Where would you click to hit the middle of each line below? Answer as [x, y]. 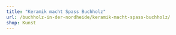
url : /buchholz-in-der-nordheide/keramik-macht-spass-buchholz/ [88, 17]
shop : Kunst [21, 23]
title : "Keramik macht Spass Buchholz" [56, 12]
